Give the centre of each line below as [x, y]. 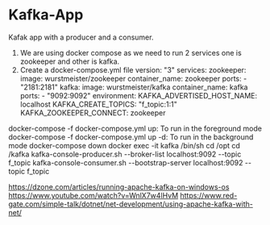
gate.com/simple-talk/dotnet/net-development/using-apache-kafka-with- [131, 204]
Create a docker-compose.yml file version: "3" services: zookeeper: [133, 69]
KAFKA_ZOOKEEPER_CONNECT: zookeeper [93, 112]
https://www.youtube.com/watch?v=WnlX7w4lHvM [93, 195]
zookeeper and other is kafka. [70, 61]
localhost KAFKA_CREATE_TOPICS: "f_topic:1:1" [98, 104]
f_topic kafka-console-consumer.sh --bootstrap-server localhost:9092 [126, 162]
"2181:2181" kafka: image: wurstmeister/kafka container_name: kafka [134, 87]
